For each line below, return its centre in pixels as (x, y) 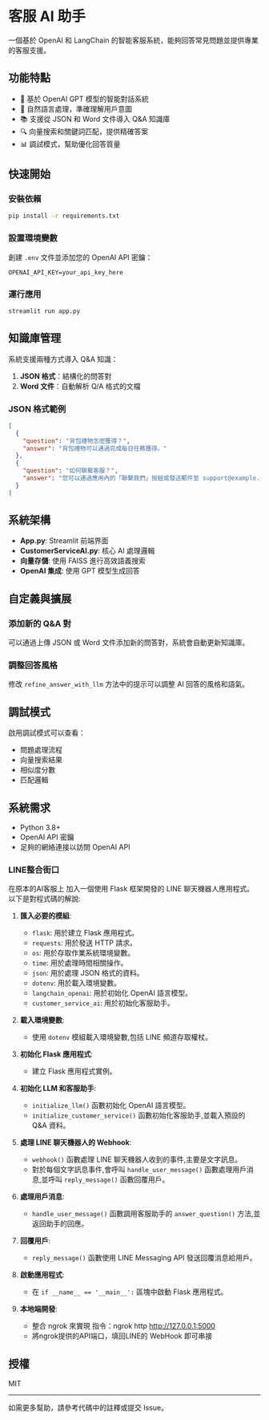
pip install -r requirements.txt (64, 216)
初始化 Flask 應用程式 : (56, 1054)
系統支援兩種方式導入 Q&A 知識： (63, 359)
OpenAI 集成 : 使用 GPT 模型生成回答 (80, 571)
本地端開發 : (38, 1309)
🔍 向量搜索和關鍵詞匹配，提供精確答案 (84, 131)
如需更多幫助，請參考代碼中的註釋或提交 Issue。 (88, 1408)
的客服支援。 (29, 50)
